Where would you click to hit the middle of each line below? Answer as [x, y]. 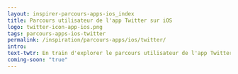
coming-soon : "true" [38, 60]
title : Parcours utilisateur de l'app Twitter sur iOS [90, 20]
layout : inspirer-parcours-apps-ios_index [71, 14]
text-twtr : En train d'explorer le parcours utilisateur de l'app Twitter [120, 54]
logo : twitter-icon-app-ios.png [55, 27]
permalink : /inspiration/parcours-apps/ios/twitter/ [87, 40]
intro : [17, 47]
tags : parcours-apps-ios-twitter [57, 33]
